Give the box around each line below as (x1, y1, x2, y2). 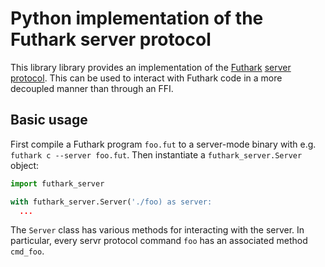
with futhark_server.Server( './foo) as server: (10, 197, 213, 207)
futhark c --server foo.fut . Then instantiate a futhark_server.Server (10, 148, 303, 161)
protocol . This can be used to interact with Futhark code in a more (10, 72, 283, 84)
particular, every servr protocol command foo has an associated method (10, 235, 308, 247)
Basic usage (10, 112, 88, 129)
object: (10, 159, 40, 171)
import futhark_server (10, 178, 105, 189)
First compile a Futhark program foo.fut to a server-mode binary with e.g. (10, 138, 317, 150)
